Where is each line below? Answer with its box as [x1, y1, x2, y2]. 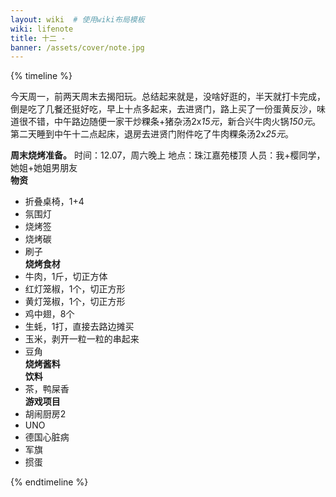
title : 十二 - [10, 33, 67, 43]
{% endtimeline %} [10, 476, 89, 488]
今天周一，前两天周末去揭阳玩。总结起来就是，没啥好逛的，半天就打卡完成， [10, 91, 326, 103]
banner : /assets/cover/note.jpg [10, 42, 145, 53]
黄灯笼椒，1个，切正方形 [24, 296, 126, 308]
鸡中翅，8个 [24, 308, 75, 320]
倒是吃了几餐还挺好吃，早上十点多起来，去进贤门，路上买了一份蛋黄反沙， [10, 103, 317, 115]
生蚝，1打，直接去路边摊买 [24, 321, 135, 333]
